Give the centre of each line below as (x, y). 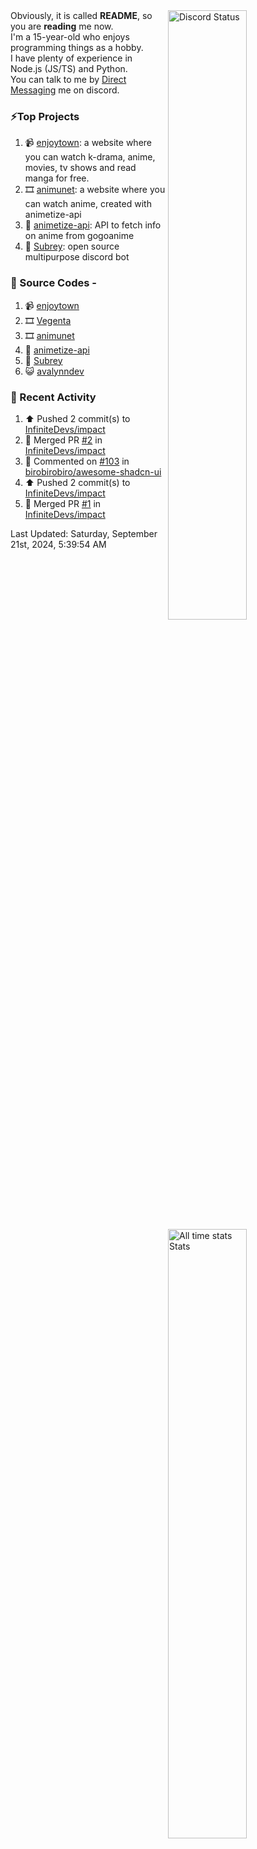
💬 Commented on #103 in (77, 461)
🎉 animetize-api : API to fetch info (93, 225)
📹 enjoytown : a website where (88, 143)
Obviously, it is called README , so (81, 15)
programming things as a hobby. (77, 47)
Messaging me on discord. (65, 90)
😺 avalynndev (54, 371)
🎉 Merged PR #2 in (63, 440)
